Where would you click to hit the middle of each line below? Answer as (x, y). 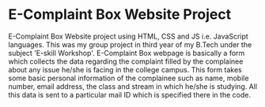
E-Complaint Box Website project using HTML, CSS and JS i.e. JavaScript (129, 36)
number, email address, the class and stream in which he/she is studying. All (133, 86)
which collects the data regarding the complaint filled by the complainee (126, 61)
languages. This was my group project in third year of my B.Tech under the (130, 44)
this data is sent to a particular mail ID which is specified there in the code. (130, 94)
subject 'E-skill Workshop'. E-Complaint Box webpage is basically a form (127, 53)
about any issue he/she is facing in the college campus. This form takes (125, 69)
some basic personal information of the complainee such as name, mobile (129, 78)
